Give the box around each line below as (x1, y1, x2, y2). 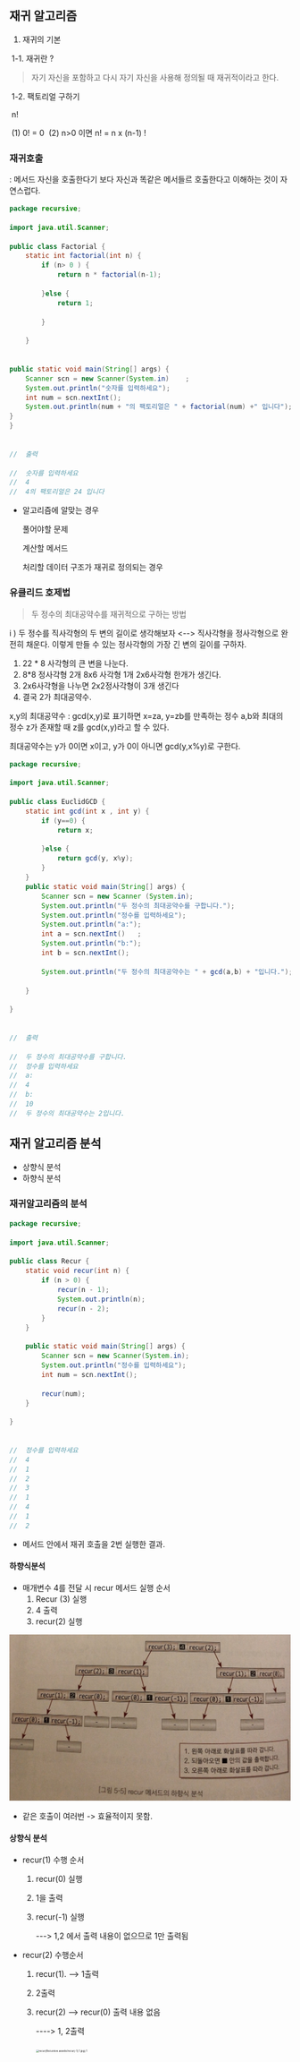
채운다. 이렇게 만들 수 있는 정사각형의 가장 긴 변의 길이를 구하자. (25, 638, 247, 649)
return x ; (56, 826, 94, 834)
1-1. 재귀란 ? (11, 53, 54, 64)
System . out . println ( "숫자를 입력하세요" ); (25, 383, 171, 392)
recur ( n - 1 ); (56, 1286, 110, 1295)
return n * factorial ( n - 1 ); (56, 270, 162, 279)
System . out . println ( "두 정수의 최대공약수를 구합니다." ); (41, 901, 235, 911)
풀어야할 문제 (21, 524, 69, 535)
